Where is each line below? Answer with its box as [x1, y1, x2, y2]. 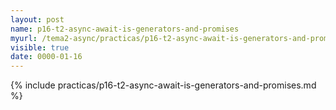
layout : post [10, 14, 65, 25]
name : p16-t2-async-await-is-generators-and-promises [10, 24, 240, 34]
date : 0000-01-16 [10, 52, 83, 62]
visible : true [10, 42, 70, 53]
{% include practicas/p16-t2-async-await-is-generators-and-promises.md [10, 79, 317, 91]
